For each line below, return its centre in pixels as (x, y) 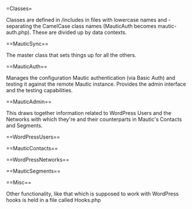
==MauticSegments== (33, 171)
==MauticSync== (27, 44)
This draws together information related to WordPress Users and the (89, 113)
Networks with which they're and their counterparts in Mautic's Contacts (94, 119)
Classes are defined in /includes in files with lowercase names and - (89, 20)
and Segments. (24, 125)
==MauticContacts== (32, 148)
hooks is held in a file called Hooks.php (53, 200)
